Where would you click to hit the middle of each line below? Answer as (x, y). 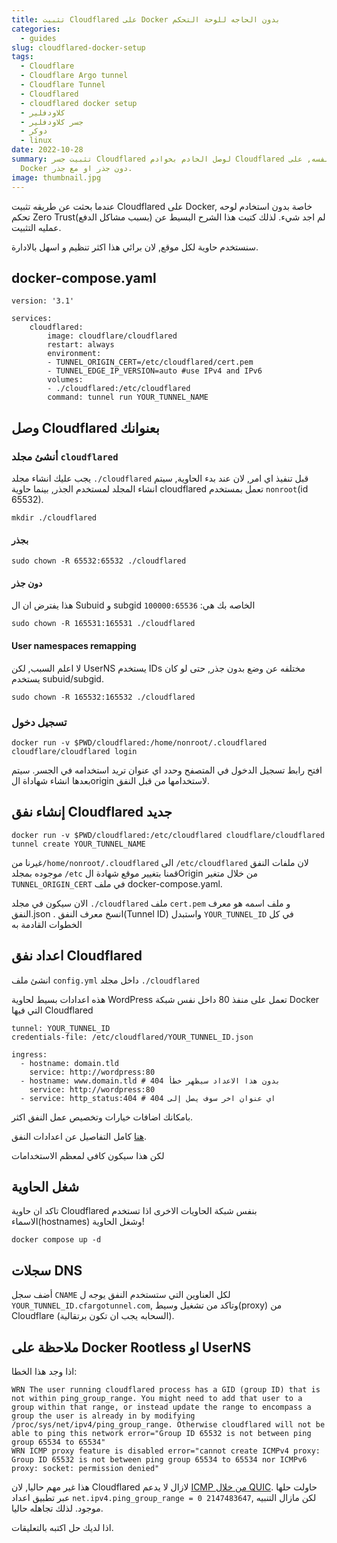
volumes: (65, 380)
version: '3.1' (43, 301)
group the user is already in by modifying (103, 1416)
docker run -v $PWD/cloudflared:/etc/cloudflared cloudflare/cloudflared (168, 835)
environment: (74, 354)
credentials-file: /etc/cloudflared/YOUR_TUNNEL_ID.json (132, 1037)
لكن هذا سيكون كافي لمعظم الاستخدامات (88, 1155)
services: (32, 319)
